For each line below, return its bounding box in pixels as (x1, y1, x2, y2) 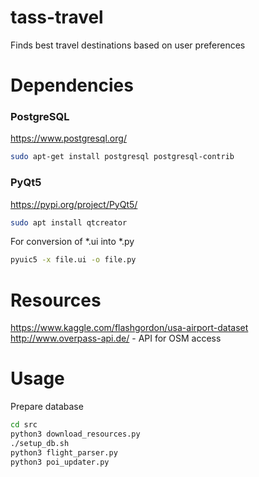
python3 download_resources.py (10, 429, 141, 440)
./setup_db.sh (10, 438, 70, 448)
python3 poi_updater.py (10, 457, 110, 467)
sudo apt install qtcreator (10, 217, 128, 228)
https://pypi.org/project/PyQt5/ (10, 198, 138, 210)
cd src (10, 420, 38, 430)
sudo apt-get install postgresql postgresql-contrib (10, 152, 235, 162)
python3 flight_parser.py (10, 447, 118, 458)
